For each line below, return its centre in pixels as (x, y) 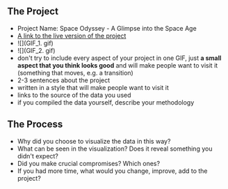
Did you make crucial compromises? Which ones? (89, 163)
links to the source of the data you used (74, 95)
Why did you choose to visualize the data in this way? (94, 141)
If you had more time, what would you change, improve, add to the (112, 171)
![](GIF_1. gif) (35, 43)
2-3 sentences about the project (64, 80)
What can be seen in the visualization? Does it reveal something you (115, 149)
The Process (35, 124)
